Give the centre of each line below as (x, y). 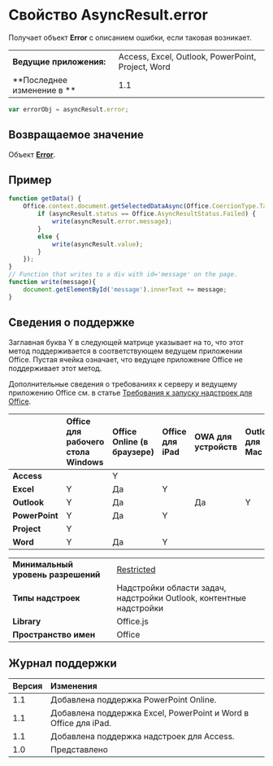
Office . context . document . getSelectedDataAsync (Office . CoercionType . (141, 206)
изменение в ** (44, 90)
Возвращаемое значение (76, 135)
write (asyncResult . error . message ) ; (112, 221)
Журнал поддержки (63, 663)
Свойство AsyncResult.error (108, 15)
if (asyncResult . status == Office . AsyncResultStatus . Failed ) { (147, 214)
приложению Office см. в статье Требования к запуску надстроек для (130, 392)
